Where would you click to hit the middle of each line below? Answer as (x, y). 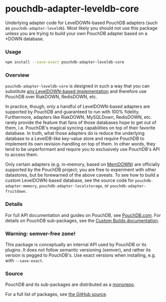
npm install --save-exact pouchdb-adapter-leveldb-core (65, 62)
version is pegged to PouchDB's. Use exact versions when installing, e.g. (81, 255)
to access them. (22, 155)
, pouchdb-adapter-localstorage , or (73, 186)
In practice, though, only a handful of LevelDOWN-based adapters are (78, 107)
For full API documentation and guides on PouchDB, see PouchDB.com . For (83, 215)
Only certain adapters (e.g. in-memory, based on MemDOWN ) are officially (82, 165)
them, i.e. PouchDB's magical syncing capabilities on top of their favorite (80, 128)
